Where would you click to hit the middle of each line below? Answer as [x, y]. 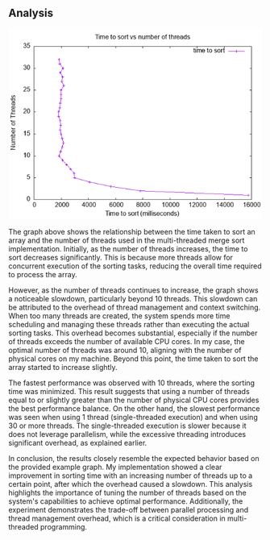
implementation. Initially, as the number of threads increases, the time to [128, 248]
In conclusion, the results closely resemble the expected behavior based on [134, 458]
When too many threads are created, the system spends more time [119, 316]
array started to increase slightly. [63, 367]
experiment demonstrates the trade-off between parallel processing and [128, 509]
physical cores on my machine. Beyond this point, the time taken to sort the [133, 359]
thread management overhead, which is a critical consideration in [117, 518]
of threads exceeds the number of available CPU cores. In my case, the [127, 341]
